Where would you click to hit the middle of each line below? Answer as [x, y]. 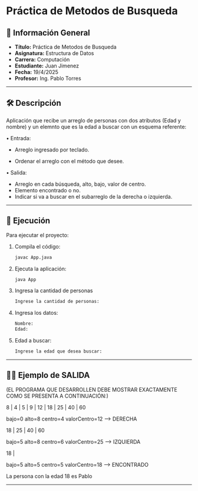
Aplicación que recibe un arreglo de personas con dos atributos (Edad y [93, 120]
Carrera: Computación [42, 59]
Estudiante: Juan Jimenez [47, 66]
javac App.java [33, 257]
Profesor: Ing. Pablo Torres [48, 78]
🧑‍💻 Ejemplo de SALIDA [48, 375]
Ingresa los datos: [36, 313]
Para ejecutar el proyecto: [37, 235]
